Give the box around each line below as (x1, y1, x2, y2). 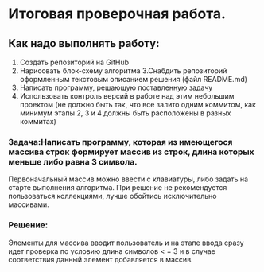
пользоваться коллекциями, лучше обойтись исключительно (8, 192, 217, 201)
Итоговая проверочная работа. (8, 5, 227, 23)
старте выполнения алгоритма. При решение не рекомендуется (8, 183, 227, 192)
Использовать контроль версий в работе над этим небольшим (19, 91, 235, 100)
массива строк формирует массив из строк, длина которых (8, 146, 254, 157)
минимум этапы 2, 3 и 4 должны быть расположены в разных (19, 108, 231, 118)
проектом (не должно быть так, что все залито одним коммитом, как (19, 100, 257, 109)
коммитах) (19, 117, 57, 126)
